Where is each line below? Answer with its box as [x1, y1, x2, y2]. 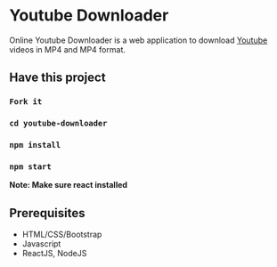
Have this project [9, 70, 106, 85]
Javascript [21, 239, 61, 249]
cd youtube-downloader [9, 118, 108, 129]
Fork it [9, 97, 43, 107]
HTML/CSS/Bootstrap [21, 229, 102, 240]
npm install [9, 140, 61, 150]
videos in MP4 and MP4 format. [9, 44, 126, 54]
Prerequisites [9, 206, 86, 221]
